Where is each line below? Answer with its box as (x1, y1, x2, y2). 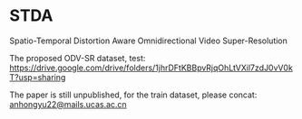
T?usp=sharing (9, 71, 66, 82)
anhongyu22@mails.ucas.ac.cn (9, 98, 127, 109)
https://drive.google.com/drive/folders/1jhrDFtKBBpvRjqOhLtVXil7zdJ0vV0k (9, 62, 293, 73)
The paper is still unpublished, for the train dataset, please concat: (9, 89, 258, 100)
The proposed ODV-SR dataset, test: (9, 52, 146, 63)
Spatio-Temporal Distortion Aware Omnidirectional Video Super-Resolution (9, 35, 288, 46)
